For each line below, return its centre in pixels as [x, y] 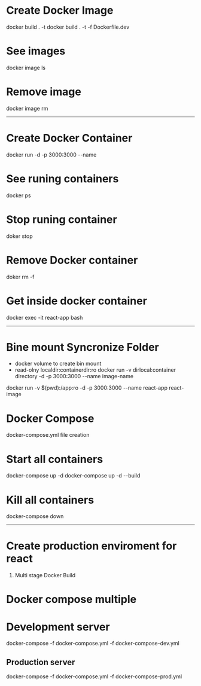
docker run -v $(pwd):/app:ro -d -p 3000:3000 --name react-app [87, 388]
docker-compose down [35, 516]
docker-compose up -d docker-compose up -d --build [73, 476]
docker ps [19, 195]
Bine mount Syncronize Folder [83, 347]
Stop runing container [62, 219]
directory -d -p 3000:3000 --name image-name [74, 376]
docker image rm [27, 108]
